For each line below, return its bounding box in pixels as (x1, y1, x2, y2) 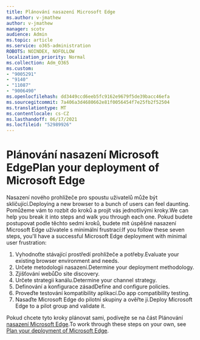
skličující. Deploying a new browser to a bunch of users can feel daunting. (6, 200, 190, 208)
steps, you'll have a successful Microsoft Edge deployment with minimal (6, 233, 187, 240)
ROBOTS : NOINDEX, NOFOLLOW (6, 49, 75, 55)
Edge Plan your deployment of (6, 161, 160, 175)
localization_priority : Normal (6, 54, 86, 60)
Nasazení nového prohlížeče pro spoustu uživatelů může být (6, 194, 158, 201)
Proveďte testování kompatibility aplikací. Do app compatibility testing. (15, 290, 190, 297)
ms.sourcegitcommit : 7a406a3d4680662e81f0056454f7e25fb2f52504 (6, 99, 170, 105)
